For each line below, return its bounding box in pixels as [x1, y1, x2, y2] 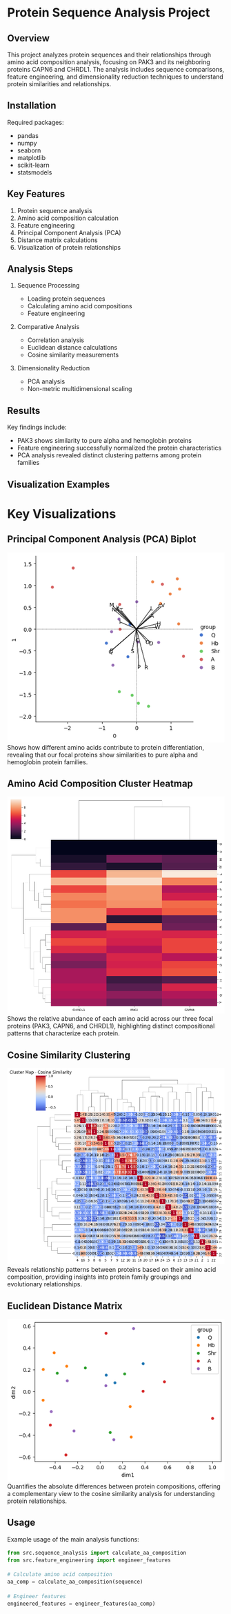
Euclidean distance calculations [27, 343, 118, 352]
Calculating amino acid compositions [27, 302, 132, 310]
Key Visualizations [7, 506, 117, 521]
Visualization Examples [7, 478, 110, 490]
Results [7, 405, 41, 417]
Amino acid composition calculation [17, 214, 119, 222]
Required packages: [7, 118, 64, 126]
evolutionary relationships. [7, 1280, 83, 1288]
